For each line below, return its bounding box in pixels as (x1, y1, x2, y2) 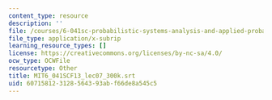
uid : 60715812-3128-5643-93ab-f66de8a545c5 (8, 79, 158, 87)
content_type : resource (8, 11, 89, 20)
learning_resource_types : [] (8, 42, 107, 50)
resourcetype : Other (8, 65, 79, 73)
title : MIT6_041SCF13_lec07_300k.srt (8, 72, 136, 80)
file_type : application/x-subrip (8, 34, 121, 43)
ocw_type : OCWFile (8, 57, 70, 65)
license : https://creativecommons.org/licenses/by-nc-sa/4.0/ (8, 49, 223, 57)
